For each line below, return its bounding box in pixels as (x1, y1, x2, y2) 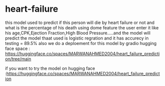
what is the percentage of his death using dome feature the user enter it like (5, 24, 159, 30)
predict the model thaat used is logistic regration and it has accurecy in (5, 35, 149, 41)
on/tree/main (5, 56, 31, 62)
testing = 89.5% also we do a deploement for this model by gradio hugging (5, 40, 157, 46)
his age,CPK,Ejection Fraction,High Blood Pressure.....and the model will (5, 30, 151, 36)
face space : (5, 45, 30, 51)
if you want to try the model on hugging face (5, 65, 95, 71)
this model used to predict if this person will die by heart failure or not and (5, 20, 155, 25)
